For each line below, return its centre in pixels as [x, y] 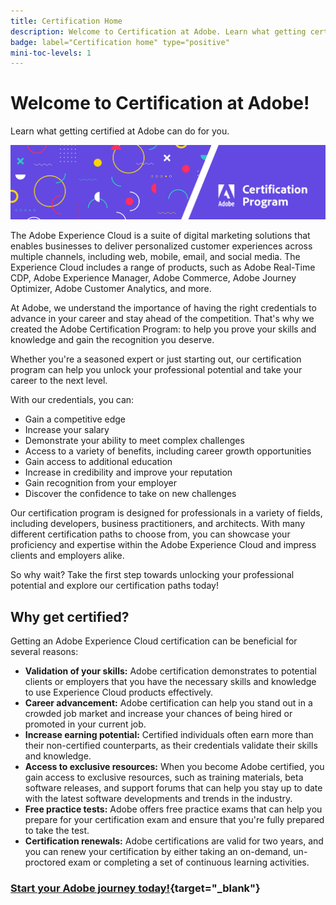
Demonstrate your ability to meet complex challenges [134, 441]
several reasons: [44, 652]
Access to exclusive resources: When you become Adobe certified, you [174, 767]
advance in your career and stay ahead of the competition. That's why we [162, 319]
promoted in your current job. [85, 724]
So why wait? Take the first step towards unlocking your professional [152, 575]
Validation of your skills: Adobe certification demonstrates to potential [171, 671]
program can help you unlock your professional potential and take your [156, 370]
